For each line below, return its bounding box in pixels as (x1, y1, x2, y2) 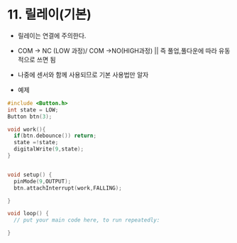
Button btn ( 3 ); (7, 113, 53, 120)
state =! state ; (13, 139, 59, 146)
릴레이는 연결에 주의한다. (17, 31, 87, 40)
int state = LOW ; (7, 106, 59, 114)
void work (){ (7, 126, 46, 133)
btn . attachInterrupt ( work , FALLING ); (13, 184, 122, 192)
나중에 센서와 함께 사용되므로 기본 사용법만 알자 (17, 70, 149, 79)
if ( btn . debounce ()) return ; (13, 132, 97, 139)
